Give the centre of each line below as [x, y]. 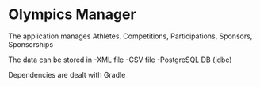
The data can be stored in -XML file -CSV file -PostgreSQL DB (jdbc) [120, 60]
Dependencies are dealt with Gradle [67, 74]
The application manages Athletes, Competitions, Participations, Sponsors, [130, 36]
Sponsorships [31, 44]
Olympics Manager [72, 14]
